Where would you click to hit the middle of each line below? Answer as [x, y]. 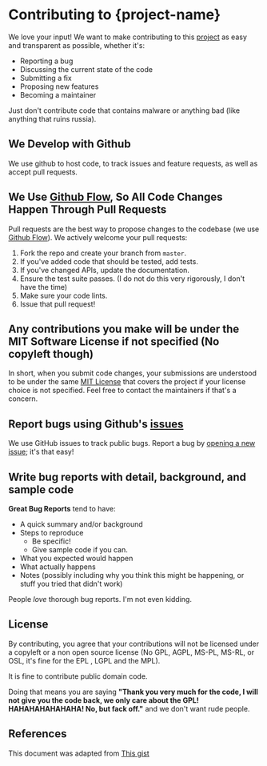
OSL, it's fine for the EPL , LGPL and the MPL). [84, 660]
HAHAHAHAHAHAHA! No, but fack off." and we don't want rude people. [129, 708]
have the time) [44, 287]
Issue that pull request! [58, 304]
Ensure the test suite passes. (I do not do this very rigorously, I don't [132, 279]
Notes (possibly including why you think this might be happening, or [132, 575]
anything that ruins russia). [52, 118]
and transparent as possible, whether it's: [77, 45]
